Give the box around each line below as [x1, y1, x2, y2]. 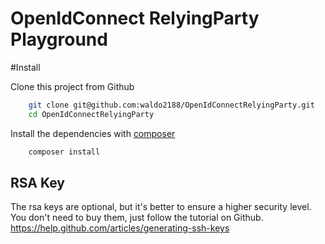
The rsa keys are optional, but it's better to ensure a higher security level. [10, 201, 312, 213]
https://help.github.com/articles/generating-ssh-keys [10, 222, 230, 234]
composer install [28, 147, 101, 157]
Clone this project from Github [10, 80, 135, 92]
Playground [10, 28, 108, 51]
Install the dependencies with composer [10, 127, 176, 139]
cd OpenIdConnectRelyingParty [28, 109, 155, 119]
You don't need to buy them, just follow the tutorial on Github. [10, 212, 264, 224]
